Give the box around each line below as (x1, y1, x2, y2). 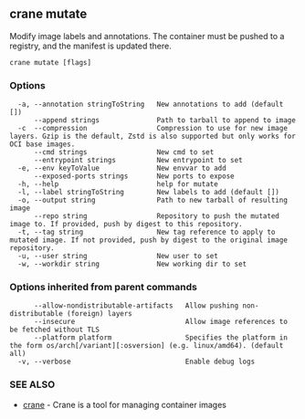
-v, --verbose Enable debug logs (17, 357, 256, 367)
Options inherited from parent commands (9, 281, 198, 294)
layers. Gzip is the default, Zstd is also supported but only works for (9, 131, 297, 141)
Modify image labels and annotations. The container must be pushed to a (9, 30, 285, 41)
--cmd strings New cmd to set (33, 148, 215, 157)
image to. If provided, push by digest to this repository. (9, 220, 244, 229)
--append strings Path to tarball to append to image (33, 116, 297, 125)
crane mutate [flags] (9, 58, 92, 67)
